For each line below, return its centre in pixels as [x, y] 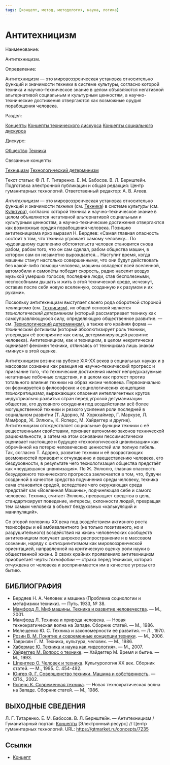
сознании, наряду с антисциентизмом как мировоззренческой [74, 543]
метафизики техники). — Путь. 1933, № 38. [59, 604]
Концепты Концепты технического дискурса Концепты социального [79, 125]
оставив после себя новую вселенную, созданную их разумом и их [79, 287]
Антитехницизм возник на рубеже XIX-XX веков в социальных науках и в [85, 361]
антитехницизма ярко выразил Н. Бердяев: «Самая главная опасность [82, 233]
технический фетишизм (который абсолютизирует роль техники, [76, 329]
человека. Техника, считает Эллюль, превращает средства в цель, [78, 495]
